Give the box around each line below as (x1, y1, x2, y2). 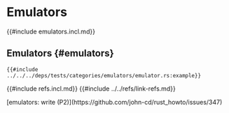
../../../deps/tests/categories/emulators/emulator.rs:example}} (6, 72, 201, 79)
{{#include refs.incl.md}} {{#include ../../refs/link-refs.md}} (6, 84, 176, 93)
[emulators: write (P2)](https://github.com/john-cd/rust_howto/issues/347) (6, 98, 223, 106)
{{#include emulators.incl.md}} (6, 27, 96, 36)
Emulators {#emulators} (6, 47, 115, 59)
